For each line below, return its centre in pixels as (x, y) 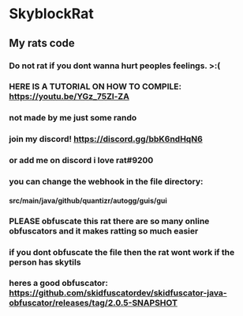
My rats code (42, 43)
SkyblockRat (51, 14)
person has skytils (45, 262)
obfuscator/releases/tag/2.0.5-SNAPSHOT (93, 303)
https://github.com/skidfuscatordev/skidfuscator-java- (118, 293)
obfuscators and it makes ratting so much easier (104, 230)
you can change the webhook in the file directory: (106, 181)
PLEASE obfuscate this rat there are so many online (109, 221)
